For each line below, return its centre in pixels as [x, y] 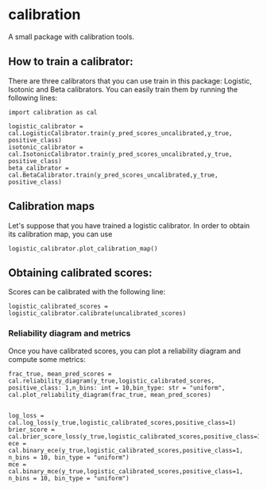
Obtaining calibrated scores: [80, 272]
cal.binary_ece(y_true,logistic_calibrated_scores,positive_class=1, [126, 450]
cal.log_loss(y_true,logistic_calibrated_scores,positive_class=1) [122, 422]
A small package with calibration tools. [72, 37]
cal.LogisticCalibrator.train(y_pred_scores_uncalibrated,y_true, [120, 133]
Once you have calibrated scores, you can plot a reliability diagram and [124, 351]
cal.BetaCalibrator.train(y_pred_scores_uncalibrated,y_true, [113, 175]
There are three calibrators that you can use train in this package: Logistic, [130, 80]
